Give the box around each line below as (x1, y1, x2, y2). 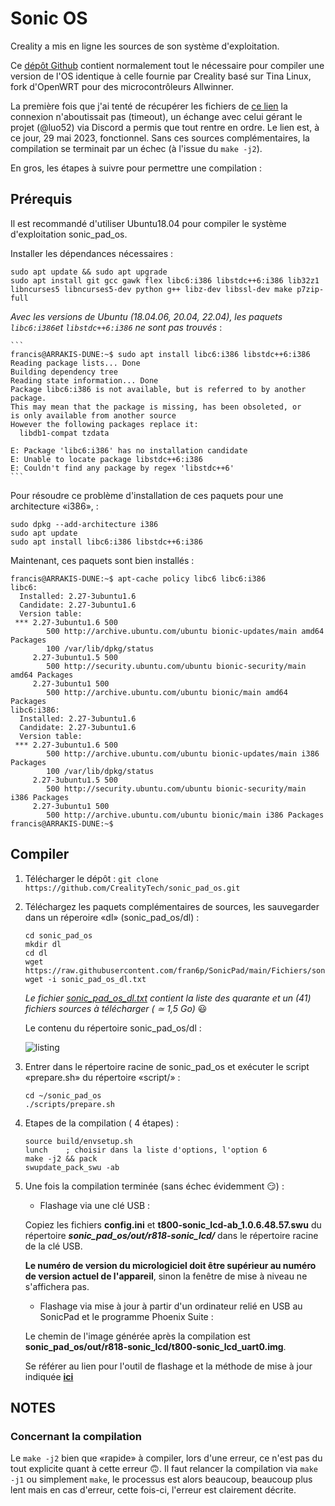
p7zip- (296, 284, 325, 294)
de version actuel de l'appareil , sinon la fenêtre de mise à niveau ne (24, 1270, 308, 1282)
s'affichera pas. (24, 1280, 90, 1292)
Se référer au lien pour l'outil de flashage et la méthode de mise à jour (24, 1360, 313, 1372)
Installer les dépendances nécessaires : (10, 247, 174, 259)
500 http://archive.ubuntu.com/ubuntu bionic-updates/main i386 (46, 748, 320, 759)
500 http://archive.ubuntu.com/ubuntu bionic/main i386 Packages (46, 810, 325, 820)
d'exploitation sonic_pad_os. (10, 228, 128, 240)
